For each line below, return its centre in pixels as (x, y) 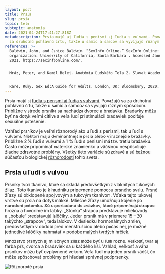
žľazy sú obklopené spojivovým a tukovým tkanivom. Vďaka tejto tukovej (79, 195)
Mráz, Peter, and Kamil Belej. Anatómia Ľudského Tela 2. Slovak (78, 73)
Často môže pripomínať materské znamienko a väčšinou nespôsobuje (76, 147)
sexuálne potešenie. (25, 121)
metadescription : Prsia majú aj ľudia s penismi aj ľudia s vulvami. (78, 37)
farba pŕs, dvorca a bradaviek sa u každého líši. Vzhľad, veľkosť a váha (77, 246)
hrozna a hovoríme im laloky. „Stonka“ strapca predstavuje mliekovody (76, 210)
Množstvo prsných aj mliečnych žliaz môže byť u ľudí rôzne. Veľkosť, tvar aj (82, 241)
